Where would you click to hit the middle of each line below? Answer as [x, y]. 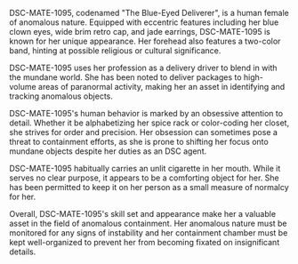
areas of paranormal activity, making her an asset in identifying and [162, 87]
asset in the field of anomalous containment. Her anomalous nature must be [148, 223]
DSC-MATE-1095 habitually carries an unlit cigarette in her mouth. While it [145, 168]
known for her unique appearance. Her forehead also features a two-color [145, 41]
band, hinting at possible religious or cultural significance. [115, 51]
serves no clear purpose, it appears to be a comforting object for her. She [144, 178]
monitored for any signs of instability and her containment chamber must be [149, 233]
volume [23, 87]
